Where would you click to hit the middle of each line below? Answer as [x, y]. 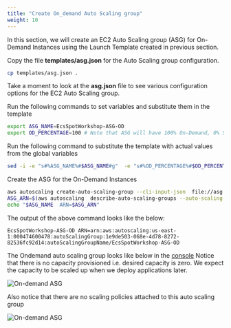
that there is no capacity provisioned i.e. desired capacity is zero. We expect [115, 263]
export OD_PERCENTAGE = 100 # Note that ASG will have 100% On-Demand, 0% [113, 133]
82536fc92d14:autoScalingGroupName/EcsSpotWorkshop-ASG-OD [93, 243]
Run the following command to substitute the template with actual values [110, 146]
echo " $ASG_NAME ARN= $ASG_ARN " [53, 205]
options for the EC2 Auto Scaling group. [64, 93]
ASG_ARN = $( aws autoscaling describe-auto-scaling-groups [92, 198]
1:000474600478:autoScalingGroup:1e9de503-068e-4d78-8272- [93, 236]
